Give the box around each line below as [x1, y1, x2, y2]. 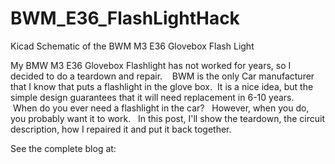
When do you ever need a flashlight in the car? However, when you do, [12, 102, 310, 114]
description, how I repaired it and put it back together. [10, 123, 232, 135]
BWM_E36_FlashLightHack [10, 7, 240, 30]
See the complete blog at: [10, 142, 117, 154]
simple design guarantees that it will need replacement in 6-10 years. [10, 91, 295, 103]
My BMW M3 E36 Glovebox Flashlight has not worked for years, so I [10, 59, 292, 71]
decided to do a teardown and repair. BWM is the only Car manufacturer [10, 70, 315, 82]
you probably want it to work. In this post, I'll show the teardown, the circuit [10, 112, 326, 124]
